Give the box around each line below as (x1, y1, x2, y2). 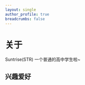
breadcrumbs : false (5, 16, 45, 21)
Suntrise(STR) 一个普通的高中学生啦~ (5, 56, 81, 62)
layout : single (5, 7, 36, 12)
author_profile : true (5, 12, 50, 17)
